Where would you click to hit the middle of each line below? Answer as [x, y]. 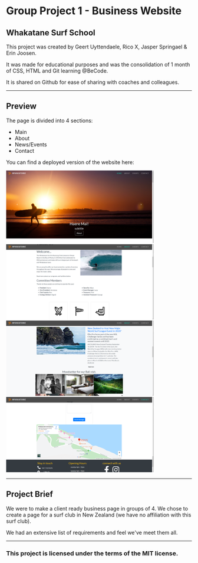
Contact [24, 150]
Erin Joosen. [22, 53]
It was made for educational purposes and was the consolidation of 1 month [98, 64]
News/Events [31, 144]
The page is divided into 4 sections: [49, 120]
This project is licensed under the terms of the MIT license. [92, 553]
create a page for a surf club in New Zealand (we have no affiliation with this [99, 515]
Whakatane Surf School [51, 33]
